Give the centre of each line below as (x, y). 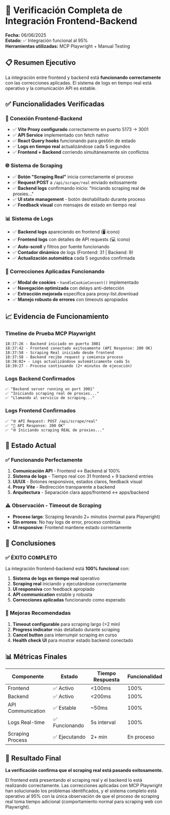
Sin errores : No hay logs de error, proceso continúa (66, 522)
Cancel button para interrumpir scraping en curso (65, 635)
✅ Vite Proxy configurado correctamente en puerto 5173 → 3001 (80, 130)
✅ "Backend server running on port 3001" (50, 389)
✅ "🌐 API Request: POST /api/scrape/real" (51, 421)
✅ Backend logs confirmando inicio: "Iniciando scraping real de (79, 188)
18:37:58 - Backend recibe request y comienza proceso (64, 357)
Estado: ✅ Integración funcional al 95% (47, 40)
